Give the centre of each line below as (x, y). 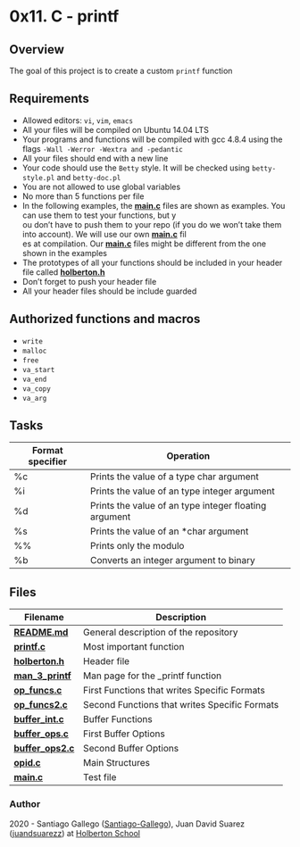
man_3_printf (42, 676)
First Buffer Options (124, 734)
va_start (38, 370)
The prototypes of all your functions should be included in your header (152, 262)
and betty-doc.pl (89, 177)
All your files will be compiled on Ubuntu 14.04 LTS (116, 129)
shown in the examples (64, 253)
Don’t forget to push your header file (89, 281)
